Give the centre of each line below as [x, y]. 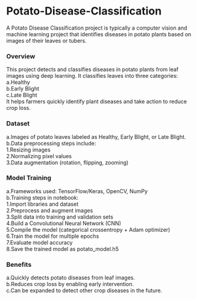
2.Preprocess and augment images [50, 210]
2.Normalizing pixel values [39, 156]
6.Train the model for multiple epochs [53, 236]
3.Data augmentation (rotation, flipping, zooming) [67, 162]
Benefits [19, 264]
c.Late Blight [22, 95]
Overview [21, 56]
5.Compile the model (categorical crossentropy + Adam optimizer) [88, 229]
